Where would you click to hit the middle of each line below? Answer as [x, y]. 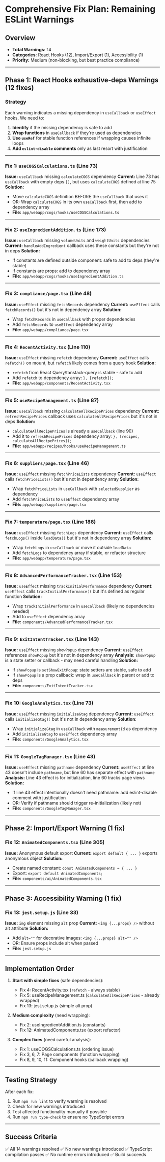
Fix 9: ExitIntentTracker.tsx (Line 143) [52, 639]
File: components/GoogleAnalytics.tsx [50, 739]
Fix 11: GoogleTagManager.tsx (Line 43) [50, 756]
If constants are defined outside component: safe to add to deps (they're [86, 260]
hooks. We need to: [25, 118]
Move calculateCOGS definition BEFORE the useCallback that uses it [80, 196]
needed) [21, 611]
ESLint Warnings [40, 19]
